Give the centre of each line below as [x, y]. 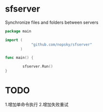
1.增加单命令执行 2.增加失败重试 [37, 104]
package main [18, 31]
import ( [14, 40]
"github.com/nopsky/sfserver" [61, 45]
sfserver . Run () [38, 66]
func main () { [19, 58]
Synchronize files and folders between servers [52, 22]
